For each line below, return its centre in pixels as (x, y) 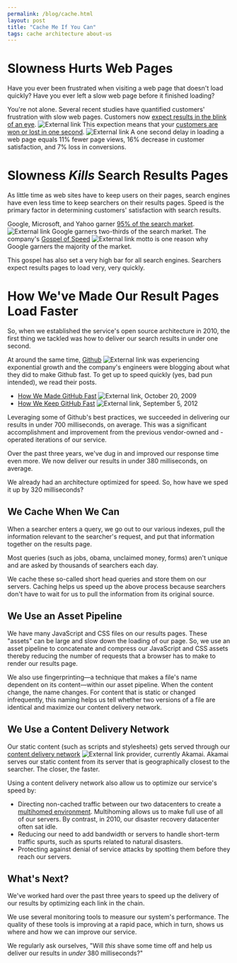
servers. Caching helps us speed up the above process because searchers (117, 586)
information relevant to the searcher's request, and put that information (111, 536)
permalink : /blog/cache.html (50, 14)
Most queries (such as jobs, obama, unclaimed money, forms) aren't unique (117, 558)
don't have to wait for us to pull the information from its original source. (111, 594)
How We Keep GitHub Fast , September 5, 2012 (108, 403)
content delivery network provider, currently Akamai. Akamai (118, 754)
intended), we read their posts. (52, 382)
